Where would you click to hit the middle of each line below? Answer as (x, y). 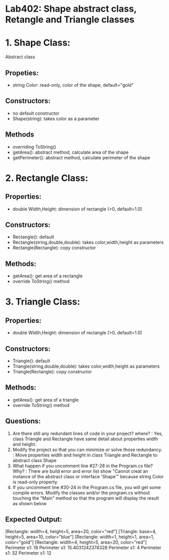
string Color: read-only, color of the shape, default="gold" (73, 85)
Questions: (23, 421)
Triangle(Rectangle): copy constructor (52, 372)
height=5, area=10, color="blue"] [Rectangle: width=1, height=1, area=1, (80, 537)
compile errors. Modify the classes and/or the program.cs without (81, 493)
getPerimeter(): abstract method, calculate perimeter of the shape (81, 157)
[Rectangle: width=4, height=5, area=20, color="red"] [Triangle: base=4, (81, 532)
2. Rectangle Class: (47, 178)
